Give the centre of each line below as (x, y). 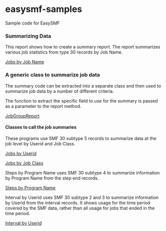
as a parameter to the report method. (43, 106)
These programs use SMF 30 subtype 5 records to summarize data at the (81, 138)
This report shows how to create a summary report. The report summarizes (83, 47)
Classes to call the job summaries (41, 127)
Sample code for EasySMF (32, 23)
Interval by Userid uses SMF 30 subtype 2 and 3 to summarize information (82, 197)
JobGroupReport (22, 115)
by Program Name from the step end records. (52, 178)
